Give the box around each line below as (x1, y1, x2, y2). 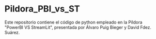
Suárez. (4, 29, 20, 35)
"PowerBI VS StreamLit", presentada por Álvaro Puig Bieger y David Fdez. (4, 24, 152, 30)
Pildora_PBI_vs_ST (4, 3, 80, 14)
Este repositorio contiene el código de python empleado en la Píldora (4, 19, 142, 25)
